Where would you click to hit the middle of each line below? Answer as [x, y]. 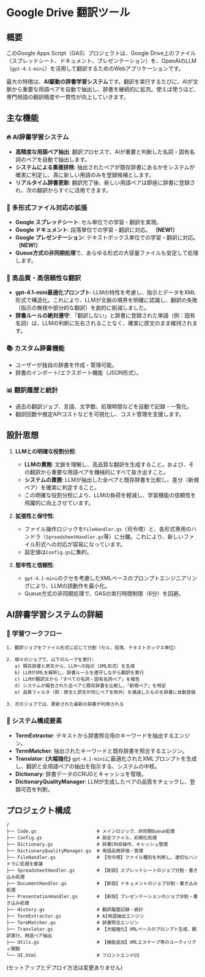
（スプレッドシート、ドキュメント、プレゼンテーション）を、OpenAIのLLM [102, 61]
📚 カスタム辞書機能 [35, 348]
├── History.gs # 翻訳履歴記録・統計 [75, 910]
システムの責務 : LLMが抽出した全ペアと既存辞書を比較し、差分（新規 [112, 479]
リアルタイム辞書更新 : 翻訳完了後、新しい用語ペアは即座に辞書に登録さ [105, 182]
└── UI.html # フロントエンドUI [73, 955]
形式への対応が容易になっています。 [80, 544]
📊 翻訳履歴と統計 [32, 390]
